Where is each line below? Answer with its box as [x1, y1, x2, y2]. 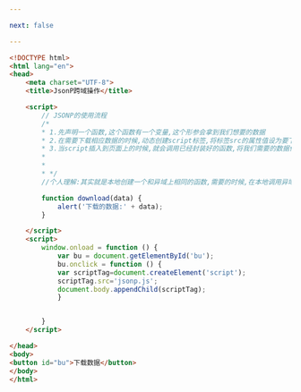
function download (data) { [41, 193, 142, 202]
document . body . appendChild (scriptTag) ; [56, 285, 206, 294]
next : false [9, 21, 54, 30]
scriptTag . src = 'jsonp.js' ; [56, 277, 159, 285]
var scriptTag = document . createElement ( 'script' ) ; [56, 268, 246, 277]
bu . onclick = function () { [56, 260, 163, 268]
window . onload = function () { [41, 243, 159, 252]
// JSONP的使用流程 [41, 111, 107, 120]
